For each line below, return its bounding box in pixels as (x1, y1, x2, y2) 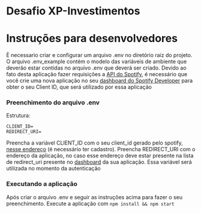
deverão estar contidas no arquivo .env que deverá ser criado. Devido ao (6, 64, 187, 71)
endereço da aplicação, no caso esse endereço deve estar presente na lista (6, 152, 194, 160)
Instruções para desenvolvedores (6, 32, 178, 46)
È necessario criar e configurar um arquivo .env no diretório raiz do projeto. (6, 52, 193, 59)
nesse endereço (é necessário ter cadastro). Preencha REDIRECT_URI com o (6, 146, 196, 153)
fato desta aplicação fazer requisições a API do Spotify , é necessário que (6, 71, 188, 78)
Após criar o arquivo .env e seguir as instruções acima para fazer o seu (6, 193, 183, 200)
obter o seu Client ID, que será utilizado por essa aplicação (6, 83, 152, 91)
